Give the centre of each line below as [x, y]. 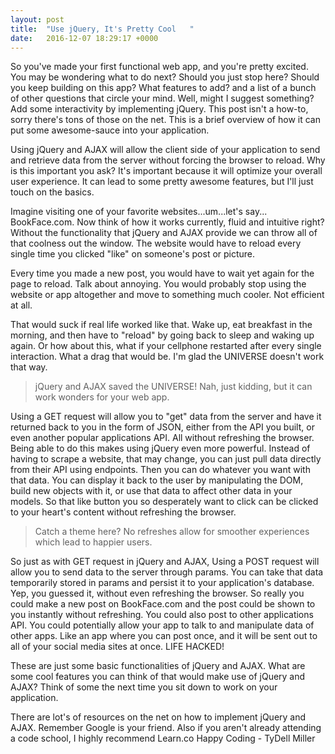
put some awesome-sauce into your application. [110, 130]
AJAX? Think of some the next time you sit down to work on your [144, 687]
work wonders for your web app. [102, 397]
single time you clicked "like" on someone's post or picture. [133, 254]
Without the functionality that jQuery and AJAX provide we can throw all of [164, 233]
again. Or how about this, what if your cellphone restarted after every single [166, 346]
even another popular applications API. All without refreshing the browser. [162, 438]
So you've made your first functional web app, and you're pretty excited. [159, 67]
